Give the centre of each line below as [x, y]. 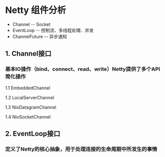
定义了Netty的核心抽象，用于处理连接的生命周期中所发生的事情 [81, 149]
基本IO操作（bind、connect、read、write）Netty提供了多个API [83, 69]
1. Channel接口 [28, 54]
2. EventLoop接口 [33, 134]
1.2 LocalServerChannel [30, 97]
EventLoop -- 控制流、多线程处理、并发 [53, 30]
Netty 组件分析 [36, 10]
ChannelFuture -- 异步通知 [40, 36]
